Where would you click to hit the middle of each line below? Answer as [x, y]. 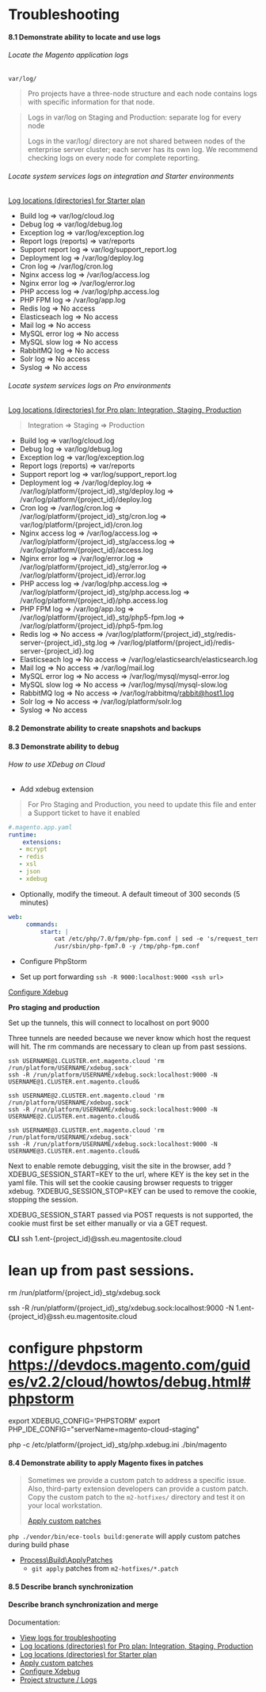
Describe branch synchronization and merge [83, 1605]
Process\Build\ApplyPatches [66, 1560]
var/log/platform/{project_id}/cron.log [81, 525]
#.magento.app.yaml [40, 827]
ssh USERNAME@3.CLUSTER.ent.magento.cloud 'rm [86, 1130]
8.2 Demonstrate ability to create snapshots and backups [105, 728]
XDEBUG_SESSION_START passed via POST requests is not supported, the [131, 1215]
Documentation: [34, 1622]
